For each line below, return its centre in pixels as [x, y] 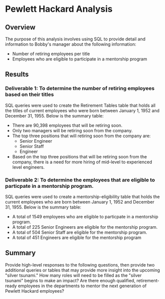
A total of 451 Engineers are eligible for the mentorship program [77, 238]
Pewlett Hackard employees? [35, 291]
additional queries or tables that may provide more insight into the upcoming [82, 270]
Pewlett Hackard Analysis [59, 9]
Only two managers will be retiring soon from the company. [72, 130]
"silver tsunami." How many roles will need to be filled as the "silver [73, 275]
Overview [20, 27]
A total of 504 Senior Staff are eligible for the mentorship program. [80, 232]
